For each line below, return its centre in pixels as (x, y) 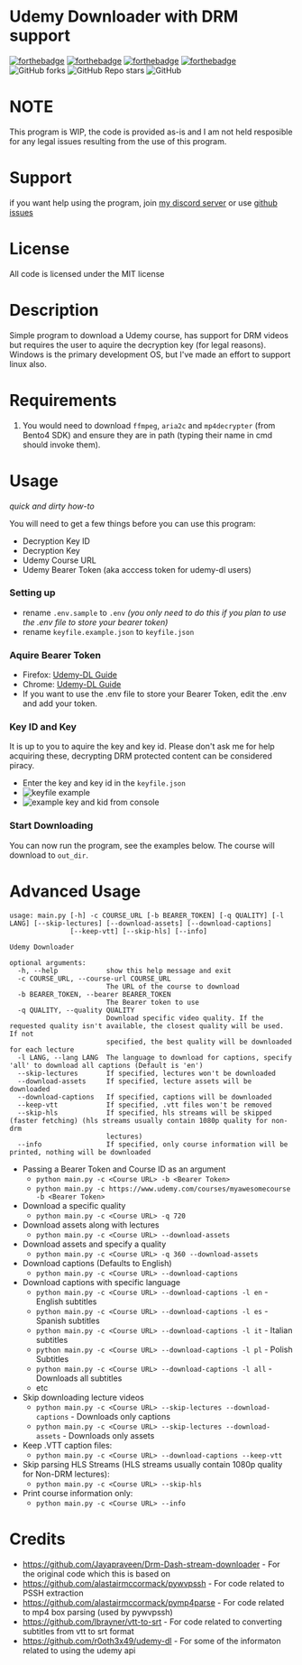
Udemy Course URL (59, 560)
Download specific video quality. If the (185, 1018)
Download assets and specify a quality (94, 1244)
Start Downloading (51, 825)
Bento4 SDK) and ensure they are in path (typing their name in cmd (147, 435)
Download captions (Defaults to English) (97, 1263)
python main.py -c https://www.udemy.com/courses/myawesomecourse (163, 1189)
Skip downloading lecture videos (83, 1397)
